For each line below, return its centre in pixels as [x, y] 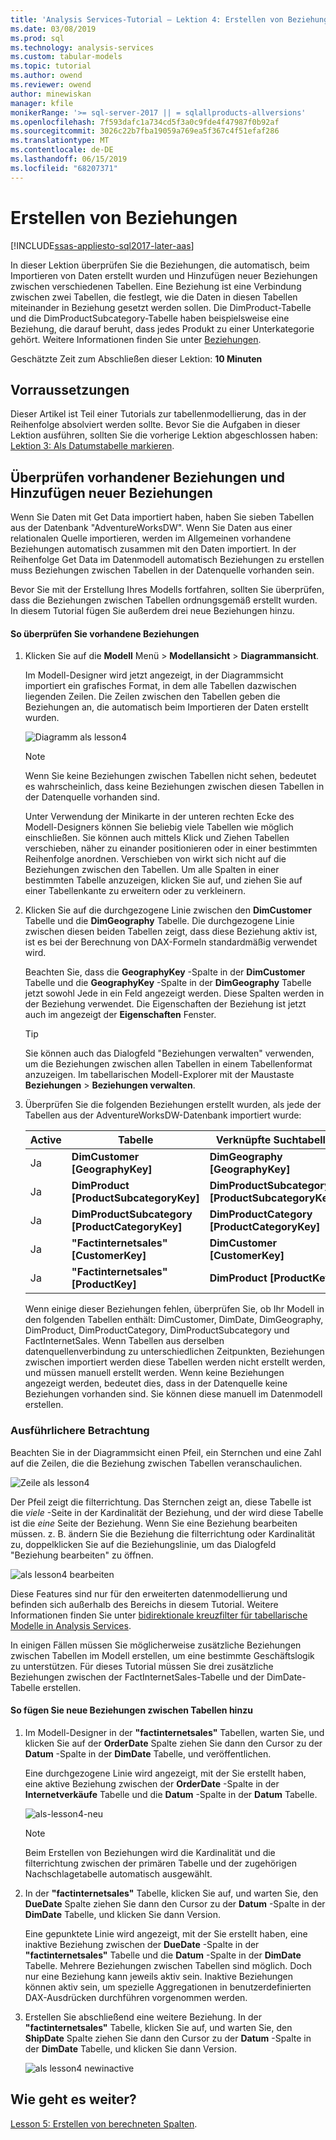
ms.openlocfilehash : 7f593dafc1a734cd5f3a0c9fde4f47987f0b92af [145, 122]
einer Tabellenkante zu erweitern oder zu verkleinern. [135, 891]
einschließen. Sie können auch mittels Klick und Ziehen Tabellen [157, 838]
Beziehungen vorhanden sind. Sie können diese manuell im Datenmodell [173, 1394]
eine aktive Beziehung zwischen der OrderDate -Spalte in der [152, 1783]
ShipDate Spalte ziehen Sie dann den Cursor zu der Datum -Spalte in [168, 2038]
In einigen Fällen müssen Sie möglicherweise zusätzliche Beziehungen [156, 1645]
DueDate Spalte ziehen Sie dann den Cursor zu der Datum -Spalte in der [175, 1903]
